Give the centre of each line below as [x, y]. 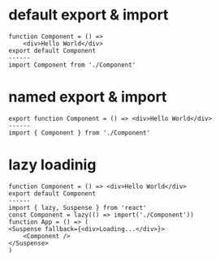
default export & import [88, 15]
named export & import [88, 97]
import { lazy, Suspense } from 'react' [78, 208]
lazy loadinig [52, 165]
